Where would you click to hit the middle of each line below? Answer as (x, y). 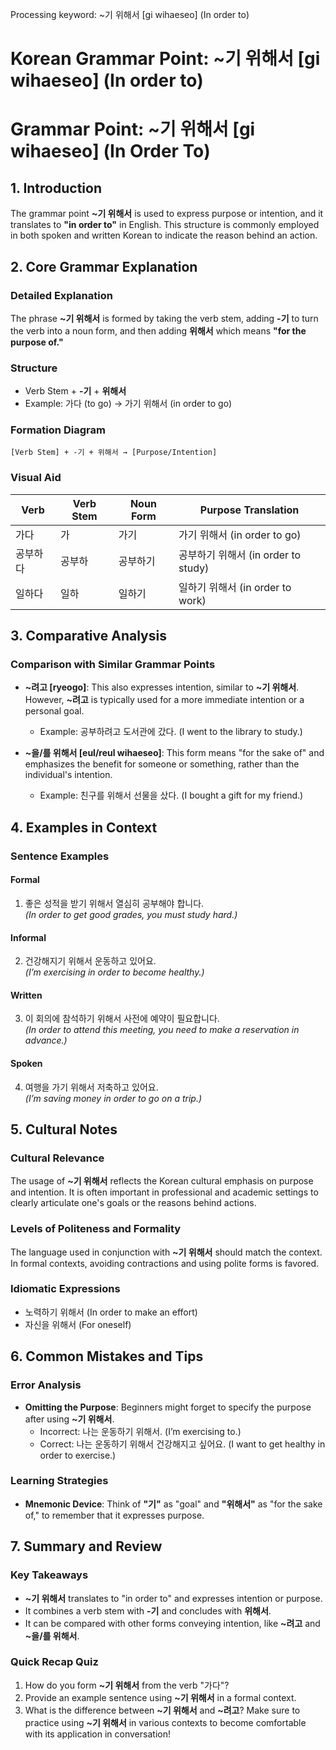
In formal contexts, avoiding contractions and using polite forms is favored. (165, 1263)
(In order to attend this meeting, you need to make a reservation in (162, 1030)
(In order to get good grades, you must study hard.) (131, 914)
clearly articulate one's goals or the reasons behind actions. (133, 1203)
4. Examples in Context (84, 827)
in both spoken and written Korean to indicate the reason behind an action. (164, 235)
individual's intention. (68, 775)
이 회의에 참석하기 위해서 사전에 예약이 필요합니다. (122, 1019)
